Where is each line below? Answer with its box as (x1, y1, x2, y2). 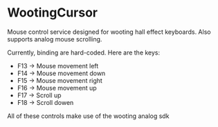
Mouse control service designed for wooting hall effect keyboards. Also (7, 28, 211, 36)
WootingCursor (7, 5, 98, 21)
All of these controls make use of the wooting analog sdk (7, 112, 170, 120)
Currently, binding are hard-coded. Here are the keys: (7, 48, 161, 57)
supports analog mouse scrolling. (7, 35, 102, 43)
